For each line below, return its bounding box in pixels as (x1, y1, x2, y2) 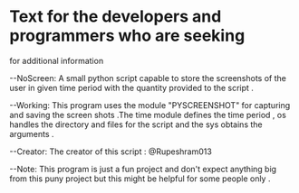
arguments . (9, 128, 54, 139)
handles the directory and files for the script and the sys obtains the (9, 119, 263, 130)
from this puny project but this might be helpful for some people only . (9, 173, 271, 184)
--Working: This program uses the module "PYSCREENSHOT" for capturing (9, 99, 291, 110)
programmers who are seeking (9, 25, 246, 46)
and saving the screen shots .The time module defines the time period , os (9, 109, 287, 120)
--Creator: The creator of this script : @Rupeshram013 (9, 146, 213, 157)
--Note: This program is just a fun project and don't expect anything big (9, 163, 277, 174)
